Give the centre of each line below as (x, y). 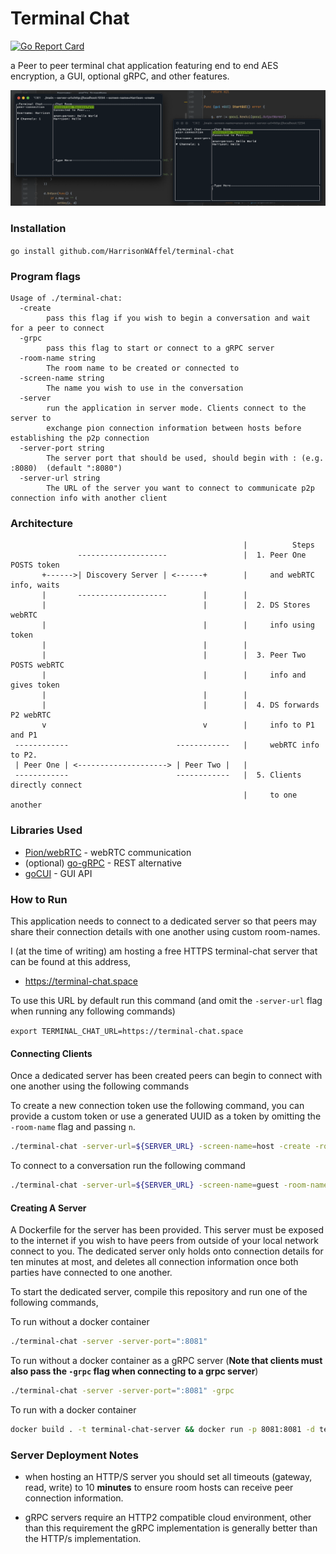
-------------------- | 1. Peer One (192, 555)
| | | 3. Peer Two (174, 655)
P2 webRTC (31, 715)
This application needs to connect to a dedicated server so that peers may (163, 921)
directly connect (46, 785)
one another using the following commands (100, 1086)
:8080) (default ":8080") (66, 468)
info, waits (35, 585)
